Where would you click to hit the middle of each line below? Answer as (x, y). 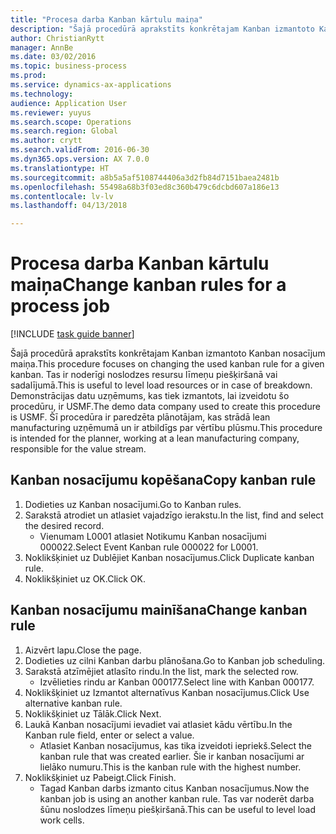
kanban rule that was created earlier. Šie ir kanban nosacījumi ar (172, 756)
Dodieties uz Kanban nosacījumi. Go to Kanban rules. (133, 504)
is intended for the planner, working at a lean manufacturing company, (155, 438)
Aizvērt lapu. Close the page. (83, 650)
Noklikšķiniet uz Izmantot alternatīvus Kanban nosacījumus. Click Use (167, 692)
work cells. (62, 820)
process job (60, 306)
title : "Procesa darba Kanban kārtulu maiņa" (106, 19)
